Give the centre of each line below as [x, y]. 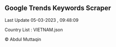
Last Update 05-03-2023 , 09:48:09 [42, 20]
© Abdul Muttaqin [23, 39]
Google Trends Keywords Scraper [58, 8]
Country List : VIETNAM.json [34, 30]
